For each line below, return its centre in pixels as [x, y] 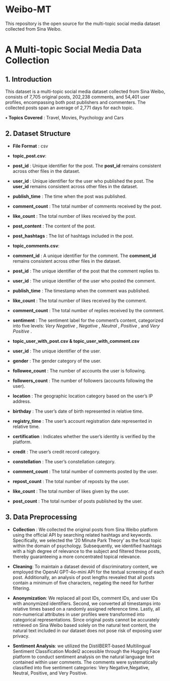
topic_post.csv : [29, 156]
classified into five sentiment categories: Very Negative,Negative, [81, 667]
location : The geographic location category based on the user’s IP [83, 396]
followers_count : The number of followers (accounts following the [83, 381]
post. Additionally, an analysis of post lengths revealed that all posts [83, 577]
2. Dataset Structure [38, 134]
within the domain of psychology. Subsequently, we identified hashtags [87, 546]
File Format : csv [30, 146]
